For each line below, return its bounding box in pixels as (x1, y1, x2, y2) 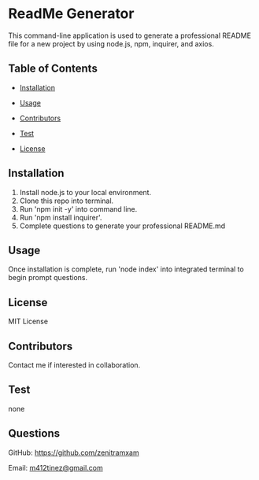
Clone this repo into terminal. (19, 196, 114, 205)
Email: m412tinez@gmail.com (8, 463, 104, 472)
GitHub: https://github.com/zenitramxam (8, 448, 139, 457)
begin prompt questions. (8, 273, 88, 282)
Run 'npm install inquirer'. (19, 212, 102, 222)
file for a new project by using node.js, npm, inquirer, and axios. (8, 39, 214, 48)
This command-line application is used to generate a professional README (8, 31, 252, 40)
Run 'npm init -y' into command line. (19, 204, 138, 213)
